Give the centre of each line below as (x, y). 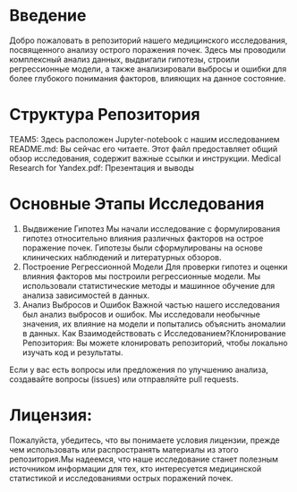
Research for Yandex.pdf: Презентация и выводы (102, 167)
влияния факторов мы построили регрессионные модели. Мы (141, 276)
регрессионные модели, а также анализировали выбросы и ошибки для (148, 69)
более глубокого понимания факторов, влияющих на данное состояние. (148, 78)
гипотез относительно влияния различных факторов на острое (143, 238)
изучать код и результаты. (72, 352)
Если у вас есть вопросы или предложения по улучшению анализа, (139, 369)
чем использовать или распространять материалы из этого (124, 449)
